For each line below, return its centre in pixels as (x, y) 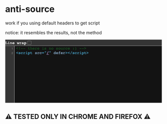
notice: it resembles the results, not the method (53, 32)
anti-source (30, 9)
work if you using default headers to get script (53, 23)
